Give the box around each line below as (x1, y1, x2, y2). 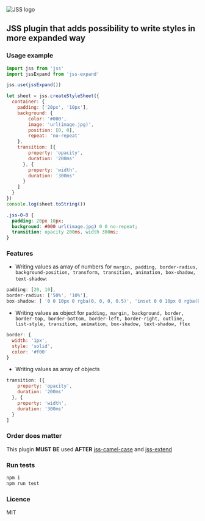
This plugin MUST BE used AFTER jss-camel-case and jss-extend (6, 445, 173, 453)
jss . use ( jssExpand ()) (6, 82, 62, 88)
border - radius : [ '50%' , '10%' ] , (6, 292, 88, 299)
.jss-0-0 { (6, 212, 34, 218)
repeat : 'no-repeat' (28, 133, 81, 139)
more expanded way (6, 33, 85, 43)
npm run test (6, 480, 40, 486)
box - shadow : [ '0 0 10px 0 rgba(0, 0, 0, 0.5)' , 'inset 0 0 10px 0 (6, 298, 182, 305)
